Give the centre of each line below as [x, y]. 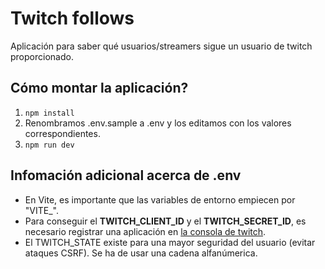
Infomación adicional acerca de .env [126, 175]
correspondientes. [62, 133]
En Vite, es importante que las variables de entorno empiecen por [160, 199]
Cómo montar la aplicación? [99, 88]
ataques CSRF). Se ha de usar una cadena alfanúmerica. [141, 253]
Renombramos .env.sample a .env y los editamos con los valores [158, 123]
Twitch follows [72, 18]
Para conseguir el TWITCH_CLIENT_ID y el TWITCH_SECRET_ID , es [165, 221]
